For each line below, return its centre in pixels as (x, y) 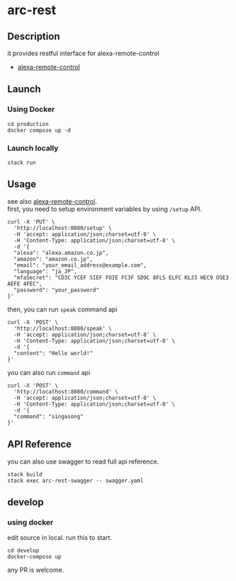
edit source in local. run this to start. (60, 538)
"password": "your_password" (57, 290)
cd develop (23, 551)
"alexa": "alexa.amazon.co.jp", (61, 253)
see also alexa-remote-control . (52, 201)
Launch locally (33, 148)
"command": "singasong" (48, 416)
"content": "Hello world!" (53, 353)
